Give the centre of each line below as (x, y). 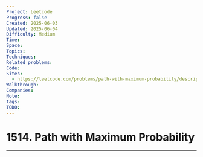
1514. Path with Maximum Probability (101, 137)
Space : (14, 46)
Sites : (14, 74)
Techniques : (21, 57)
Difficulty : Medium (31, 34)
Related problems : (29, 62)
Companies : (20, 91)
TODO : (13, 107)
